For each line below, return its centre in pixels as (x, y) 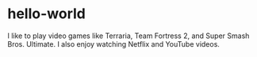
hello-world (47, 14)
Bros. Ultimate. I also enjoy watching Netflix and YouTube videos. (113, 44)
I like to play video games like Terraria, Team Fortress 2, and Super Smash (128, 36)
